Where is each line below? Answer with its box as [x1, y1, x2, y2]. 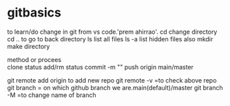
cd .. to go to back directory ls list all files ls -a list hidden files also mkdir [7, 34, 213, 43]
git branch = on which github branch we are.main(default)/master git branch [7, 83, 224, 92]
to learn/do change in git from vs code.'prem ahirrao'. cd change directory [7, 28, 218, 36]
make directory [7, 42, 50, 50]
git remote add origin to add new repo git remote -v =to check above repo [7, 76, 217, 84]
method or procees [7, 55, 62, 63]
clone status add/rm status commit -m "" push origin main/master [7, 63, 194, 71]
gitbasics [7, 5, 62, 21]
